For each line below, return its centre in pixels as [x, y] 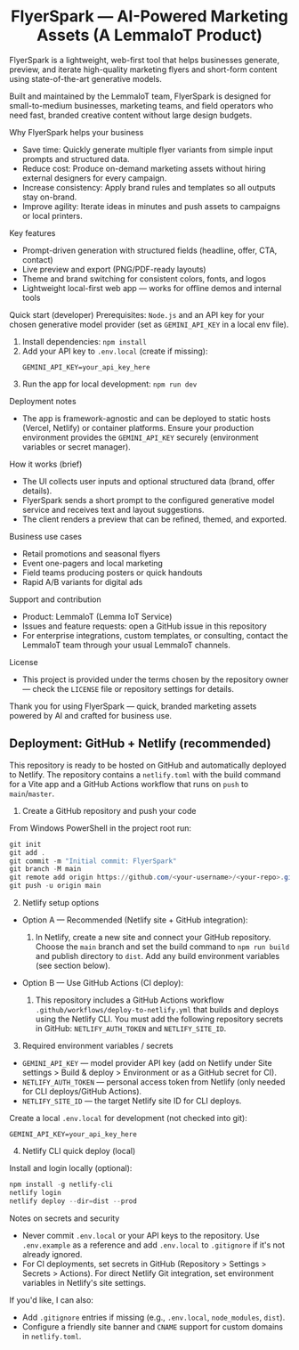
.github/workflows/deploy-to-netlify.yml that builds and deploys [157, 1009]
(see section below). [73, 965]
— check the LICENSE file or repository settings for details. [128, 688]
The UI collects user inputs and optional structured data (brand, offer [149, 481]
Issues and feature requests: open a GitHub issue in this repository [144, 626]
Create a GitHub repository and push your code [109, 810]
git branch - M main [45, 869]
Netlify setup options [61, 903]
